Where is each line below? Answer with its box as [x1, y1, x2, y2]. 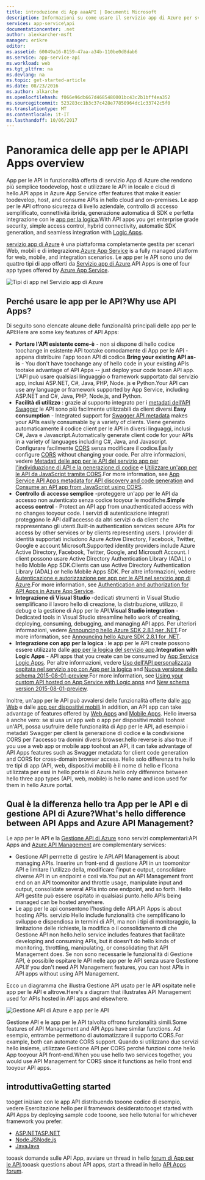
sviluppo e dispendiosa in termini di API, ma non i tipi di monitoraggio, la [15, 917, 196, 925]
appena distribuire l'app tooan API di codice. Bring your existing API [15, 353, 187, 360]
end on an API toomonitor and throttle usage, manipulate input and [15, 879, 183, 886]
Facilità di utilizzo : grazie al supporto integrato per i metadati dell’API [15, 399, 191, 406]
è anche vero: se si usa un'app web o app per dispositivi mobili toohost [6, 717, 185, 723]
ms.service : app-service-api [6, 54, 81, 61]
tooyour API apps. [6, 1064, 52, 1071]
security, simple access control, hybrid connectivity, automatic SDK [6, 222, 176, 230]
